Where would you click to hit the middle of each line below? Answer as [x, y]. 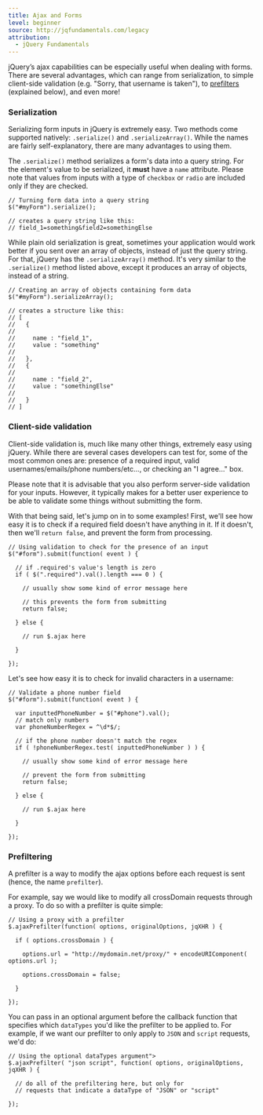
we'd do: [22, 1042]
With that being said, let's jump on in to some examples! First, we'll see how [131, 516]
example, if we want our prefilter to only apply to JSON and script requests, [129, 1033]
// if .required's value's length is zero [86, 567]
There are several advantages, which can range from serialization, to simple [131, 75]
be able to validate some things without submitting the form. [105, 501]
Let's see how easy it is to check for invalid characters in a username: [121, 678]
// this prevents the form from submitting [95, 602]
